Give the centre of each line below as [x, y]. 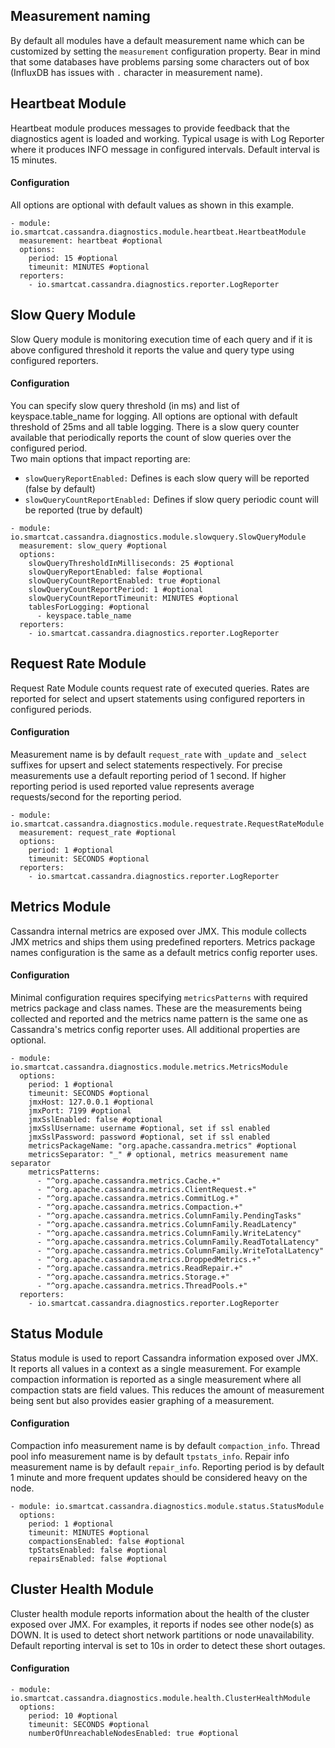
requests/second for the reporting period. [96, 796]
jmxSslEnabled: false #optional [95, 1119]
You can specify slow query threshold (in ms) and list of [125, 405]
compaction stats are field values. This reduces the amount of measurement [167, 1390]
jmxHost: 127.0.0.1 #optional [91, 1102]
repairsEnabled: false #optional [98, 1559]
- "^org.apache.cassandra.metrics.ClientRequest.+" [146, 1189]
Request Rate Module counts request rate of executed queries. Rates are [160, 688]
